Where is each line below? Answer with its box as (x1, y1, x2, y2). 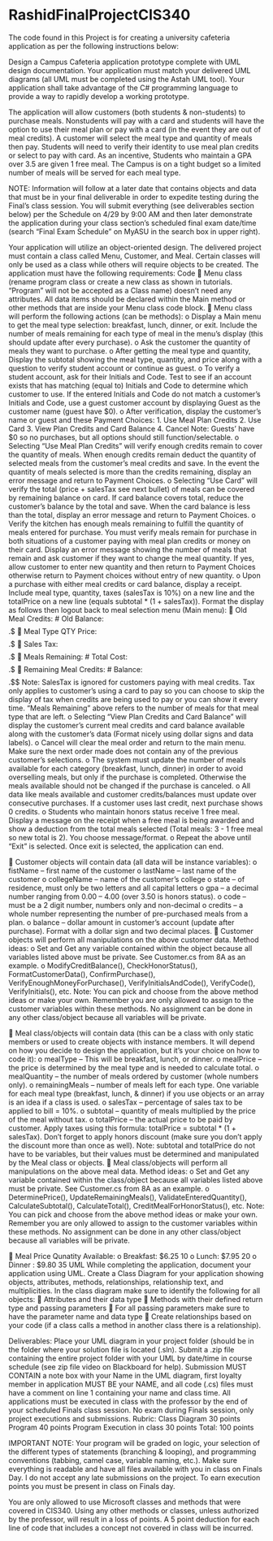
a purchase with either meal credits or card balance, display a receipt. (8, 579, 242, 588)
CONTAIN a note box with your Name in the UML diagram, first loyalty (8, 1370, 242, 1380)
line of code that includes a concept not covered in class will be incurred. (8, 1522, 253, 1533)
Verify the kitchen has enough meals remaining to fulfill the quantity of (8, 519, 244, 528)
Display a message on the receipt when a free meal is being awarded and (8, 815, 254, 825)
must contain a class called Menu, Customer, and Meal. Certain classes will (8, 250, 261, 261)
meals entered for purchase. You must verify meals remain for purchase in (8, 527, 258, 537)
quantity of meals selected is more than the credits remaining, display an (8, 467, 252, 476)
